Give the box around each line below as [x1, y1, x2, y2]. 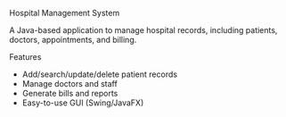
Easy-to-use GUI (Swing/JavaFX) [21, 97, 144, 108]
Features [9, 52, 42, 62]
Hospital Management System [9, 8, 120, 18]
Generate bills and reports [21, 88, 118, 98]
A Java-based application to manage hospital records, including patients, [9, 25, 278, 35]
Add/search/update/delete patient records [21, 69, 178, 79]
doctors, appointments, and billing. [9, 35, 137, 45]
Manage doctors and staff [21, 79, 118, 88]
